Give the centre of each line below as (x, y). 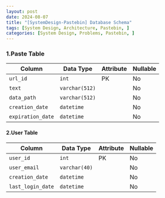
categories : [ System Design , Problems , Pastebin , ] (70, 33)
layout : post (22, 11)
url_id (18, 79)
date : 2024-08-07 (27, 17)
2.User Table (22, 133)
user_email (24, 167)
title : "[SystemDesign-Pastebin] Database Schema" (69, 22)
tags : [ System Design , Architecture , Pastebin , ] (68, 28)
